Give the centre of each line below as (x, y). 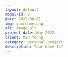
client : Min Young (24, 38)
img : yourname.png (24, 24)
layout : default (22, 10)
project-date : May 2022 (30, 33)
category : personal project (34, 42)
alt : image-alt (21, 28)
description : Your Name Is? (34, 47)
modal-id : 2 (17, 14)
